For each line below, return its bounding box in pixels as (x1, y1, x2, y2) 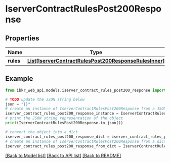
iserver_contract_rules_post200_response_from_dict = (5, 143, 121, 149)
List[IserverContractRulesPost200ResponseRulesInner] (27, 58, 165, 64)
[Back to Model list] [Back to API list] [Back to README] (5, 152, 121, 159)
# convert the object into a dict (5, 129, 78, 134)
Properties (5, 34, 39, 42)
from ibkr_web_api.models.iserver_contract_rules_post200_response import (5, 88, 166, 93)
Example (5, 74, 33, 83)
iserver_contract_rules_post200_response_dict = (5, 134, 110, 139)
